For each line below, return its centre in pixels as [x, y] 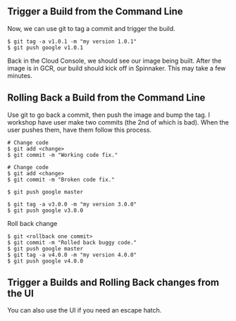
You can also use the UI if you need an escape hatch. [85, 310]
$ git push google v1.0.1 [45, 48]
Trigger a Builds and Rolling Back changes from [113, 283]
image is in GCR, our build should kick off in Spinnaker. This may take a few [117, 68]
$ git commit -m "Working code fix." [63, 155]
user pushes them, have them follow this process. [80, 130]
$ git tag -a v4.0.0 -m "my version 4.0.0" [72, 255]
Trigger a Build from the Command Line [95, 12]
